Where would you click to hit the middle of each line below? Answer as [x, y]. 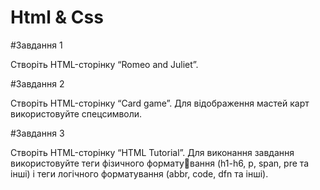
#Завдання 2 [37, 83]
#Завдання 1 [36, 45]
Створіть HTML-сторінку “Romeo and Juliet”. [104, 64]
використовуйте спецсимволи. [76, 113]
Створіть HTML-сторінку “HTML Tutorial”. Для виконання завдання [152, 152]
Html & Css [57, 17]
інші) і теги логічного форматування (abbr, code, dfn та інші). [139, 173]
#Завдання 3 [37, 133]
